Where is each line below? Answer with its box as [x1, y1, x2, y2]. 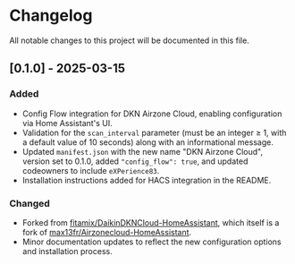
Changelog [9, 5, 93, 26]
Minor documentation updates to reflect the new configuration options [21, 236, 282, 247]
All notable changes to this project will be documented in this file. [9, 35, 250, 46]
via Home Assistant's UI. [21, 117, 114, 128]
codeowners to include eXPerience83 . [21, 165, 160, 175]
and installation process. [21, 245, 114, 256]
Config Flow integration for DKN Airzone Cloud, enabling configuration [21, 108, 282, 119]
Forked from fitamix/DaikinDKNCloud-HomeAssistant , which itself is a [21, 217, 280, 228]
